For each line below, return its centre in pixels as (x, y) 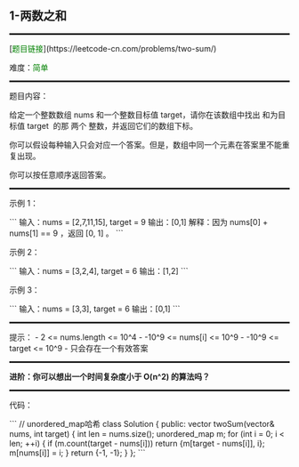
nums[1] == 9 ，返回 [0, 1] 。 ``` (66, 233)
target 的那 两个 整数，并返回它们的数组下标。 (112, 125)
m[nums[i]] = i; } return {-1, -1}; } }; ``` (77, 453)
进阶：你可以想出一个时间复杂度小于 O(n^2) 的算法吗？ (110, 376)
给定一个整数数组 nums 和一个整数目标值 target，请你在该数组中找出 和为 (144, 115)
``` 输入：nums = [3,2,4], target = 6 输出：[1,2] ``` (99, 270)
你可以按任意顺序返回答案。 (60, 174)
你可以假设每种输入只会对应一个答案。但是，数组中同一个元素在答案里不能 (145, 144)
